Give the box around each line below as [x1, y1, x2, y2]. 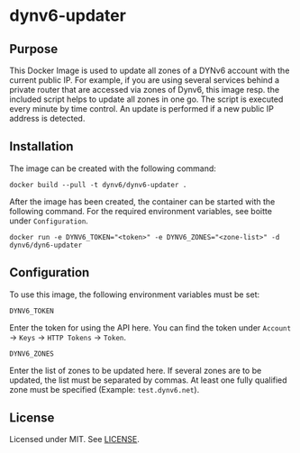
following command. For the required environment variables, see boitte [9, 205, 273, 216]
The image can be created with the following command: [9, 163, 216, 174]
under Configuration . [9, 215, 88, 226]
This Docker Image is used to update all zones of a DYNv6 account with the [9, 65, 290, 76]
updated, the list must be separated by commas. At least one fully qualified [9, 375, 287, 385]
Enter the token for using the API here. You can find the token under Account [9, 322, 291, 333]
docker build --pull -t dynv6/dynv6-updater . [9, 180, 187, 189]
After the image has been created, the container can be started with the [9, 195, 276, 207]
